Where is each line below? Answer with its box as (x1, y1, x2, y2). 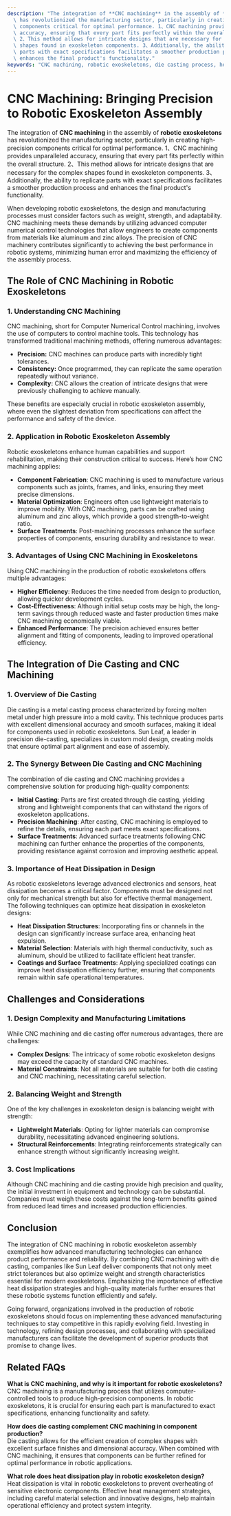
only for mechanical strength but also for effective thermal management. (7, 894, 213, 902)
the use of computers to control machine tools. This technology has (7, 330, 199, 338)
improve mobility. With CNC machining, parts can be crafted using (16, 504, 205, 513)
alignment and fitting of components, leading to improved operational (16, 631, 214, 639)
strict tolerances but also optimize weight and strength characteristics (7, 1270, 206, 1278)
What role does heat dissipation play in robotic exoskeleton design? (7, 1472, 205, 1480)
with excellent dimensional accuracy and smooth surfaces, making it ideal (7, 720, 217, 728)
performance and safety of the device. (7, 414, 117, 423)
